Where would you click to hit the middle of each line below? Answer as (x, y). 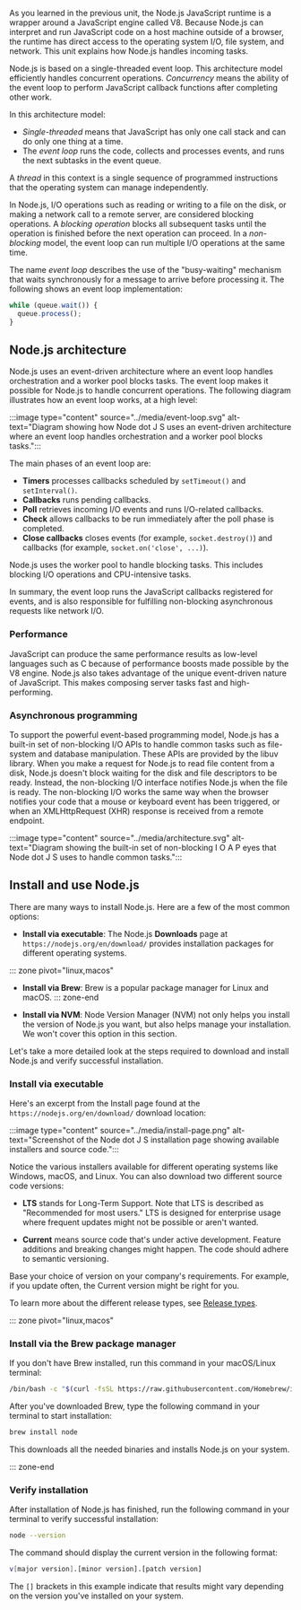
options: (25, 916)
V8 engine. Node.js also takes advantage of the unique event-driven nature (148, 673)
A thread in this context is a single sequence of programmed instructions (144, 178)
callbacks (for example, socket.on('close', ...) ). (115, 547)
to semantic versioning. (65, 1259)
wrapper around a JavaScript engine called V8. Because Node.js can (137, 22)
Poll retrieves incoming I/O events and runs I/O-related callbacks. (143, 510)
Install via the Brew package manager (93, 1343)
